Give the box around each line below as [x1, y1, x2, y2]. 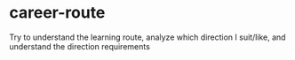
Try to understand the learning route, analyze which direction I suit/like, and [9, 32, 286, 42]
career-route [9, 3, 106, 23]
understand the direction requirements [9, 41, 151, 51]
